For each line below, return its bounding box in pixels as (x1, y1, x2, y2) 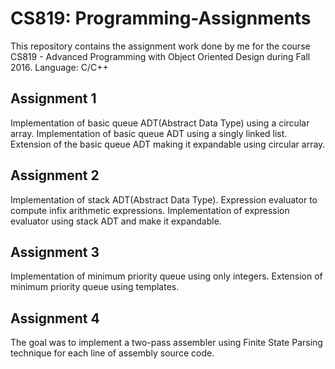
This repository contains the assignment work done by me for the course (10, 40, 311, 52)
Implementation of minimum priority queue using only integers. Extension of (10, 270, 323, 282)
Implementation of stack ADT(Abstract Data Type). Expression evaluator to (10, 193, 318, 206)
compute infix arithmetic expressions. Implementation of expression (10, 204, 290, 216)
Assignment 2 (10, 167, 100, 184)
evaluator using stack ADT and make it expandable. (10, 215, 222, 227)
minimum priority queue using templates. (10, 281, 180, 293)
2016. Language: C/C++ (10, 61, 109, 73)
